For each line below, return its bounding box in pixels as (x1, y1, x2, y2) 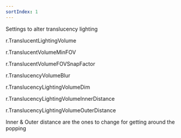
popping (5, 124, 26, 132)
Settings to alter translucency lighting (5, 25, 98, 32)
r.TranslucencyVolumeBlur (5, 71, 71, 79)
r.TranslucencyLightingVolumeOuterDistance (5, 106, 116, 114)
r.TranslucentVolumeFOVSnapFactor (5, 60, 95, 67)
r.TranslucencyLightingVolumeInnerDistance (5, 95, 115, 102)
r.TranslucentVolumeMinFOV (5, 49, 76, 56)
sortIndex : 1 (5, 8, 38, 15)
